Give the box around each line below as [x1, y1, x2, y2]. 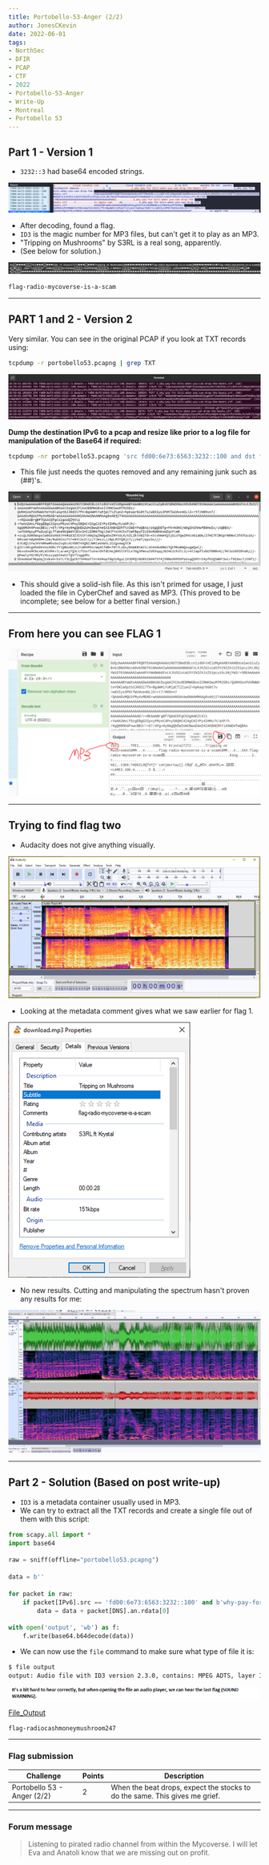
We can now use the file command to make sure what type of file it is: [19, 1647, 255, 1656]
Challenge [26, 1771, 62, 1781]
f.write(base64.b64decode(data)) [22, 1632, 134, 1640]
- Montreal [8, 106, 45, 114]
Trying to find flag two [8, 819, 122, 832]
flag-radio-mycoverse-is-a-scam [8, 283, 116, 291]
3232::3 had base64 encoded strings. [19, 166, 145, 176]
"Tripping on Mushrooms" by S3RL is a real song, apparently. [19, 238, 222, 247]
